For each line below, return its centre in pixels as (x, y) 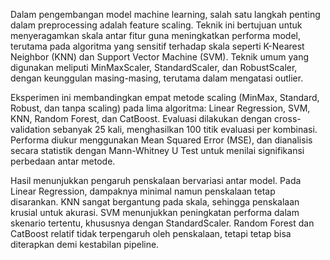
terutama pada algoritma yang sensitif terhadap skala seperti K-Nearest (157, 46)
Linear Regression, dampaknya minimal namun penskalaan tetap (143, 191)
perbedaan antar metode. (63, 161)
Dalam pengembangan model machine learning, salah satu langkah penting (165, 14)
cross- (288, 118)
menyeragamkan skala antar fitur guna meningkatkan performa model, (155, 35)
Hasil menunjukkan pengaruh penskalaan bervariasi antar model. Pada (156, 180)
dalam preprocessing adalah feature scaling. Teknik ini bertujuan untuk (156, 25)
